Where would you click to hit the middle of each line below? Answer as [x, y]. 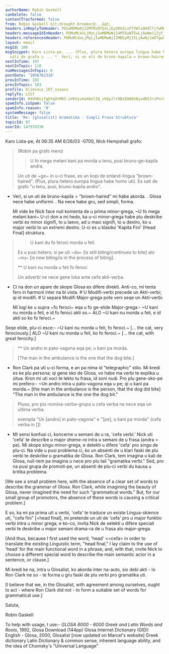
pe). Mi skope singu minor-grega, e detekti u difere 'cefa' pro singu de [85, 445]
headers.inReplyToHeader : [32, 29]
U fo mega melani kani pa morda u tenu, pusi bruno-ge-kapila [94, 160]
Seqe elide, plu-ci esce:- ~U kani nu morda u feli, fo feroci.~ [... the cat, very [84, 328]
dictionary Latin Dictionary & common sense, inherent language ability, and [83, 640]
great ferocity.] [21, 338]
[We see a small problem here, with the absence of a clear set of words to [82, 481]
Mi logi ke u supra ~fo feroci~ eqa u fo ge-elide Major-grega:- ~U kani [85, 307]
